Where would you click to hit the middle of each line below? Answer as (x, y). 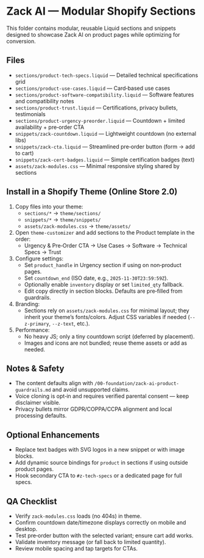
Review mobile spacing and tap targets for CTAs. (76, 549)
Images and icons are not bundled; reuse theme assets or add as (106, 343)
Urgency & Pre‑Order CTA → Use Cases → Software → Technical (106, 245)
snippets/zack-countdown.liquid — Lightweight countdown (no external (106, 133)
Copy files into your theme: (49, 207)
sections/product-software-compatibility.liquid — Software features (104, 94)
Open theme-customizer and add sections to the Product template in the (105, 232)
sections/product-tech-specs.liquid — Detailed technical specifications (107, 75)
